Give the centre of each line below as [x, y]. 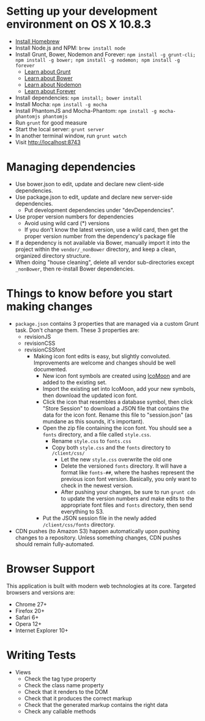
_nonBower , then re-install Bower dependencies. [75, 269]
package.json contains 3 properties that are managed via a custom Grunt [107, 323]
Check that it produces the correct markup [78, 698]
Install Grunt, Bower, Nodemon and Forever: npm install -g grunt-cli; [105, 54]
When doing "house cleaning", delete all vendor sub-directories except [105, 262]
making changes [50, 307]
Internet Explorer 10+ [42, 630]
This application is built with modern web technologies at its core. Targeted [101, 586]
